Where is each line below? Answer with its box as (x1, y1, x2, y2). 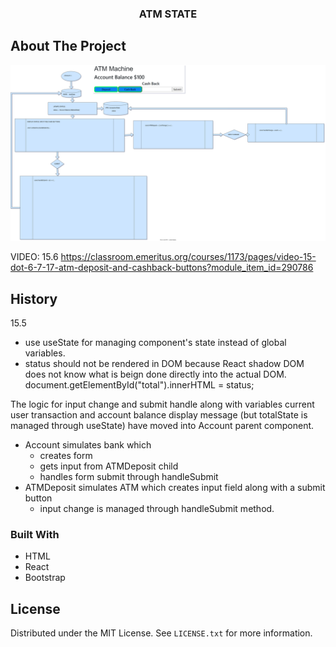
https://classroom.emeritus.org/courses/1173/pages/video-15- (60, 251, 317, 263)
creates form (39, 450, 93, 462)
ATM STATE (138, 7, 198, 21)
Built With (10, 528, 60, 541)
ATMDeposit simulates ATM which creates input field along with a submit (24, 482, 326, 494)
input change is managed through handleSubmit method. (39, 503, 275, 515)
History (10, 290, 58, 307)
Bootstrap (24, 572, 66, 584)
